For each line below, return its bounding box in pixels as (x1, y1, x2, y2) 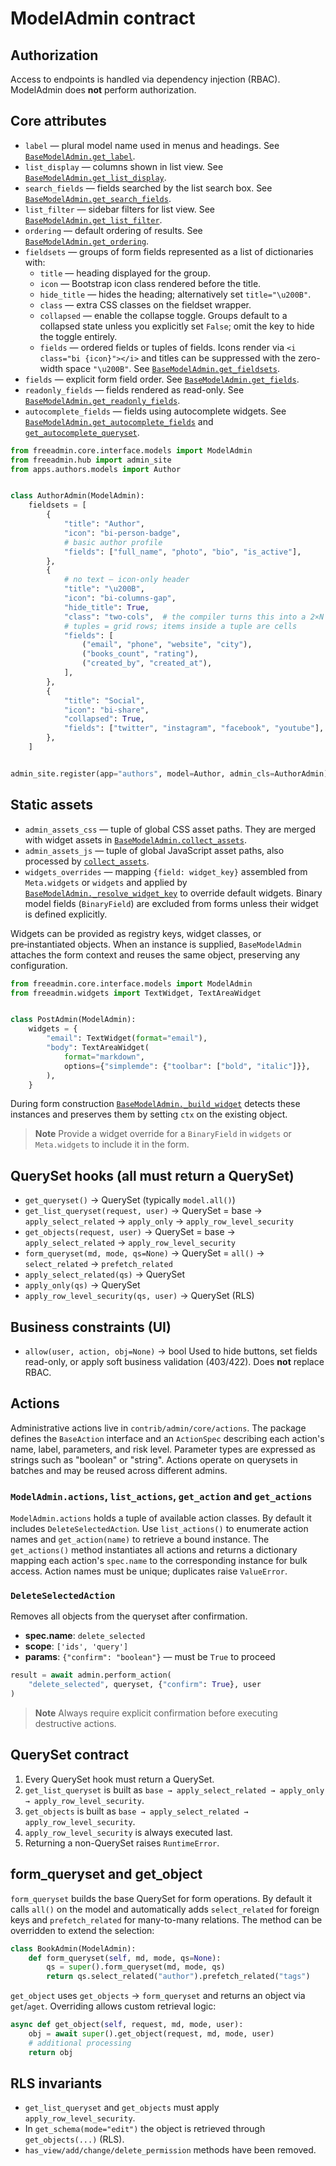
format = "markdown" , (63, 1052, 145, 1062)
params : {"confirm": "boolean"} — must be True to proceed (24, 1651, 276, 1663)
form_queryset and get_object (10, 1866, 203, 1883)
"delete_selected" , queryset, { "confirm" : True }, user (28, 1680, 262, 1690)
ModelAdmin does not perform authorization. (10, 84, 197, 96)
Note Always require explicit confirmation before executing (34, 1707, 278, 1719)
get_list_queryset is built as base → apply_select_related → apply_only (24, 1783, 325, 1796)
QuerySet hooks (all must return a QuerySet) (10, 1167, 295, 1184)
